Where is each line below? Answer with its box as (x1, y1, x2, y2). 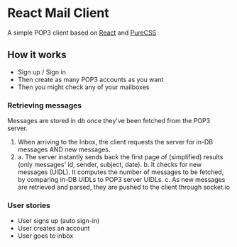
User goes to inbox (17, 231, 74, 240)
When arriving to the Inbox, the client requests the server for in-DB (17, 138, 214, 147)
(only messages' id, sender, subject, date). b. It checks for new (17, 161, 202, 169)
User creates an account (17, 224, 90, 233)
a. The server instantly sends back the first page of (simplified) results (17, 153, 224, 161)
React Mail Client (7, 5, 110, 21)
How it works (7, 49, 67, 61)
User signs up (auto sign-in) (17, 217, 100, 225)
